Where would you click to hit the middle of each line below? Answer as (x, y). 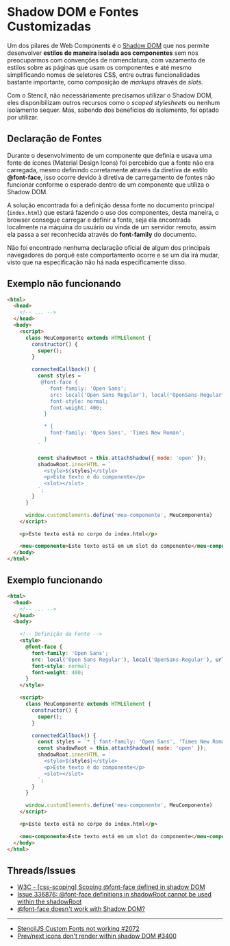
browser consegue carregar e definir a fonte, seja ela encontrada (99, 220)
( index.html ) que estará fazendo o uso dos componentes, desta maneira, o (113, 212)
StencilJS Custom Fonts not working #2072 (78, 929)
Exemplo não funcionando (64, 284)
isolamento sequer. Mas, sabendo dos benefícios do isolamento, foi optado (113, 110)
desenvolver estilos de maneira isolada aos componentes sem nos (103, 53)
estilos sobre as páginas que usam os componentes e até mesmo (99, 67)
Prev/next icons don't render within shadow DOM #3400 (97, 936)
